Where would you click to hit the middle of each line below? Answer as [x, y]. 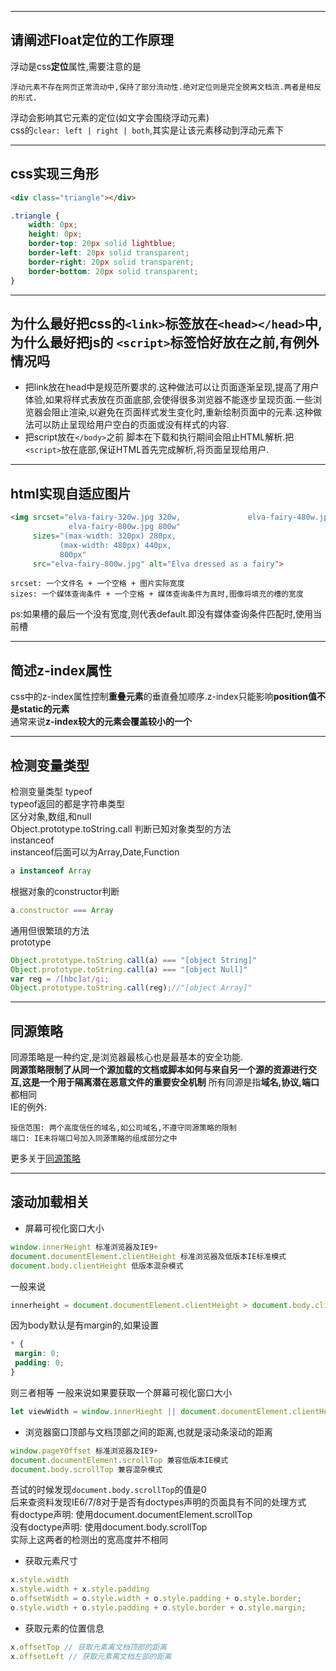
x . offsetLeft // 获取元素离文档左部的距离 [91, 1656]
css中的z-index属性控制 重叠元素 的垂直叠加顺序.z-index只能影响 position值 [163, 697]
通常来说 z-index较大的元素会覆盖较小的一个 [101, 722]
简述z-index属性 [61, 670]
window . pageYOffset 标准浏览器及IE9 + [84, 1451]
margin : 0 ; [37, 1354]
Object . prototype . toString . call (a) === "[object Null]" [129, 969]
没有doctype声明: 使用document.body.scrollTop [109, 1527]
